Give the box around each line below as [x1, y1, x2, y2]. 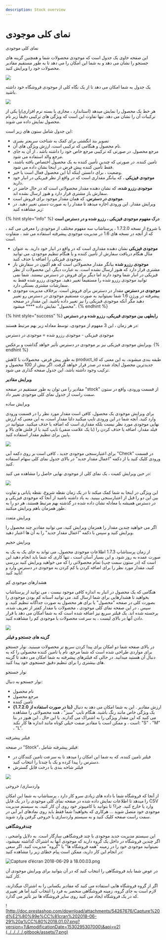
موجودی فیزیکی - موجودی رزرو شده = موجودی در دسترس [5, 332, 114, 338]
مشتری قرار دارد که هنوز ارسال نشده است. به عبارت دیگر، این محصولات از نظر [12, 266, 160, 272]
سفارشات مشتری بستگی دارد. [12, 282, 69, 288]
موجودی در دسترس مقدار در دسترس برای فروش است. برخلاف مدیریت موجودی [12, 287, 160, 293]
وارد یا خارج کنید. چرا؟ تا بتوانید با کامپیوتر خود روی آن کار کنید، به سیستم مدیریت [5, 803, 154, 809]
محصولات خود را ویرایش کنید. [5, 65, 61, 71]
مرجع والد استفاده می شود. [12, 153, 64, 159]
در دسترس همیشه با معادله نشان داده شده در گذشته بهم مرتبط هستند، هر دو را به [5, 500, 156, 506]
